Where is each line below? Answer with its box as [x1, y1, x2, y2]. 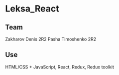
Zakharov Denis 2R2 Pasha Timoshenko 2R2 [5, 36, 96, 42]
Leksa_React [5, 3, 59, 14]
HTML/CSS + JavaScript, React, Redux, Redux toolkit [5, 63, 115, 70]
